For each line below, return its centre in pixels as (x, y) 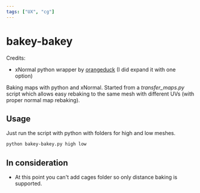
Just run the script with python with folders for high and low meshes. (91, 133)
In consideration (37, 163)
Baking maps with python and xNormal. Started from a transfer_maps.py (96, 87)
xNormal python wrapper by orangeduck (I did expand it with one (95, 69)
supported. (28, 183)
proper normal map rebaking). (43, 100)
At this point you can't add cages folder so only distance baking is (96, 177)
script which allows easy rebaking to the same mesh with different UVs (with (100, 94)
